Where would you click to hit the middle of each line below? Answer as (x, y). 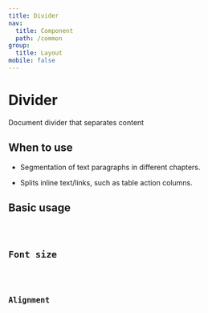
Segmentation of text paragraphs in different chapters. (110, 167)
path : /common (39, 38)
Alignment (29, 301)
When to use (41, 148)
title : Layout (39, 53)
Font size (33, 255)
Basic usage (39, 208)
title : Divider (34, 16)
